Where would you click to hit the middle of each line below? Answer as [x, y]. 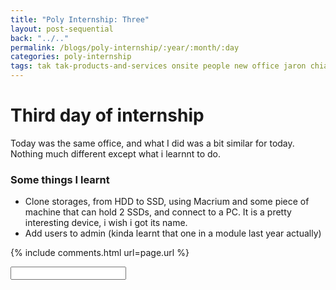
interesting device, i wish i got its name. [106, 223]
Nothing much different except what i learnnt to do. [116, 153]
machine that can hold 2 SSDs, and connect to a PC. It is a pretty [158, 212]
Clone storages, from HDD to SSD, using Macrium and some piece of [167, 202]
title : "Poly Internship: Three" [80, 19]
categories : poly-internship [71, 57]
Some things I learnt [60, 179]
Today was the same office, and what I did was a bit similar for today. [152, 143]
